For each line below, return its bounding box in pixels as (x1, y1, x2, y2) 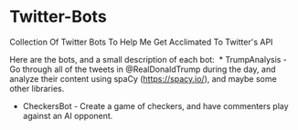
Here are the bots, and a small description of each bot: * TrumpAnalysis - (9, 54, 288, 65)
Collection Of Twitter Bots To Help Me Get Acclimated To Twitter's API (9, 36, 273, 47)
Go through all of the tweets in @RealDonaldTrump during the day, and (9, 64, 276, 75)
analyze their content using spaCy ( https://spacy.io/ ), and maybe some (9, 73, 277, 84)
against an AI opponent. (22, 110, 113, 121)
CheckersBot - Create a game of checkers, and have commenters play (22, 100, 290, 111)
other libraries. (9, 83, 65, 94)
